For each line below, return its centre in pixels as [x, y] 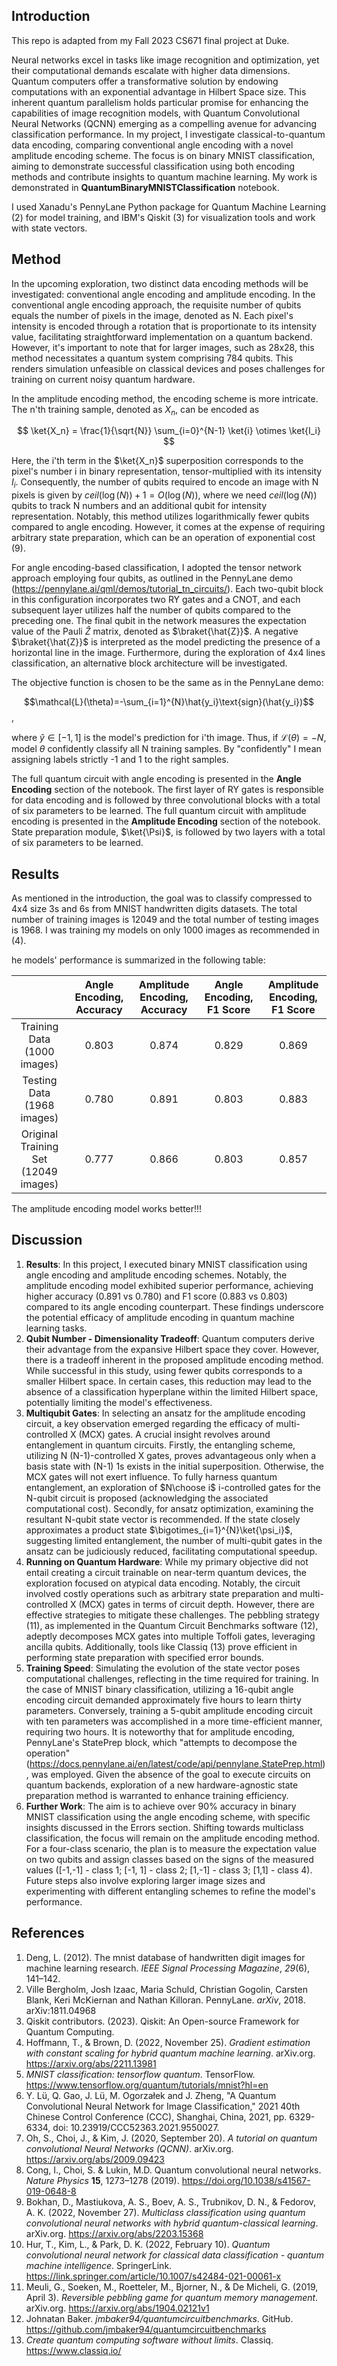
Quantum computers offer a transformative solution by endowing [145, 81]
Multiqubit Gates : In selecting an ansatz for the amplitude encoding [165, 1413]
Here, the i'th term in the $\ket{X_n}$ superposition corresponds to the [157, 461]
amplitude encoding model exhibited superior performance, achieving [169, 1285]
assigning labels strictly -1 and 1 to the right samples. [120, 760]
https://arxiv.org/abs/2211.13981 [91, 2063]
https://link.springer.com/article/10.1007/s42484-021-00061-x [153, 2276]
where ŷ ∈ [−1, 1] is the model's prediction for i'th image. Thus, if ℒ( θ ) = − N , [169, 738]
